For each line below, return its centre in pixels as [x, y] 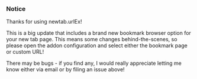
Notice [16, 9]
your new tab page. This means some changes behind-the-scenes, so [92, 39]
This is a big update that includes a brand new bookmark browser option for [98, 33]
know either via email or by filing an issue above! [66, 70]
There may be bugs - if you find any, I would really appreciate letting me [94, 63]
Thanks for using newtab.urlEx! [44, 22]
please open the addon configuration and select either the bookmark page [97, 45]
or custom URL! [25, 52]
